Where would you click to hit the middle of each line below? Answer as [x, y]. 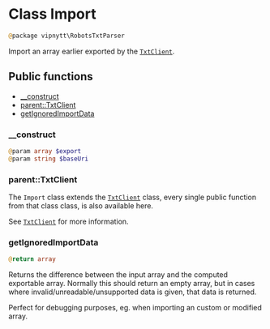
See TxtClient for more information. [69, 221]
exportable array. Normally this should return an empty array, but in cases [132, 284]
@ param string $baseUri [49, 159]
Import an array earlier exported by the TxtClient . [92, 51]
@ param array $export [45, 151]
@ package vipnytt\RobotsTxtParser [67, 36]
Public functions [51, 77]
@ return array [32, 259]
